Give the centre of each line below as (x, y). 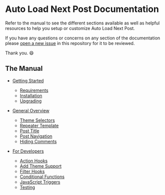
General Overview (31, 110)
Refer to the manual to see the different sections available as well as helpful (82, 23)
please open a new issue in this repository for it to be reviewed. (70, 43)
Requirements (34, 90)
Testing (27, 187)
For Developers (28, 151)
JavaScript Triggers (40, 182)
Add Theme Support (41, 166)
